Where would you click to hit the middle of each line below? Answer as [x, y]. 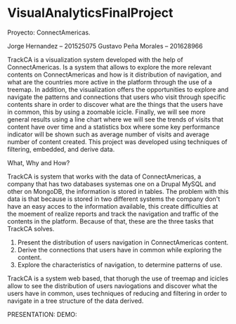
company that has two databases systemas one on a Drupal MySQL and [112, 183]
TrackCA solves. [31, 228]
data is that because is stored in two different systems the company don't [114, 199]
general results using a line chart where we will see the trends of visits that [115, 119]
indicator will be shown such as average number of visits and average [108, 134]
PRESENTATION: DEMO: [42, 314]
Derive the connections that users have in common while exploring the [120, 250]
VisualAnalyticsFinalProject [90, 13]
